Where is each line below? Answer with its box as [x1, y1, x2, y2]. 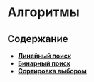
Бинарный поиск [17, 59, 71, 68]
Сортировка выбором [17, 67, 87, 75]
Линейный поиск [17, 51, 72, 60]
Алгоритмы [7, 4, 80, 21]
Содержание [7, 33, 69, 45]
